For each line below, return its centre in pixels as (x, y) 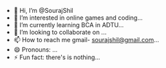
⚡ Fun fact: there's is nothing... (57, 57)
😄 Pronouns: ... (36, 50)
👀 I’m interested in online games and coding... (78, 18)
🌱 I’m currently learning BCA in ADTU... (69, 25)
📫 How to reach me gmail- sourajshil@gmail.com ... (86, 40)
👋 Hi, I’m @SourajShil (43, 11)
